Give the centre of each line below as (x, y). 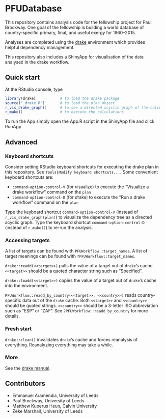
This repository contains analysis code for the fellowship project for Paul (78, 22)
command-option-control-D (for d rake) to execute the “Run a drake (79, 197)
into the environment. (27, 286)
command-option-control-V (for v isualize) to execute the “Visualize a (81, 187)
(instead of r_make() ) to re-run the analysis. (49, 227)
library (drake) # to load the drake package (62, 98)
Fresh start (18, 329)
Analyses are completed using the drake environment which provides (75, 42)
